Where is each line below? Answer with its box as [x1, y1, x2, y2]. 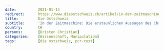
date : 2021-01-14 [5, 7, 60, 12]
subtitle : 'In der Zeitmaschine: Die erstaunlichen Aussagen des [5, 20, 152, 26]
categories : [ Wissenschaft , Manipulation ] [5, 34, 99, 39]
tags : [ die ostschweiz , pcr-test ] [5, 39, 95, 44]
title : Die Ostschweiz [5, 16, 69, 21]
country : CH [5, 25, 42, 30]
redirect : [5, 12, 25, 17]
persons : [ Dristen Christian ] [5, 30, 80, 34]
